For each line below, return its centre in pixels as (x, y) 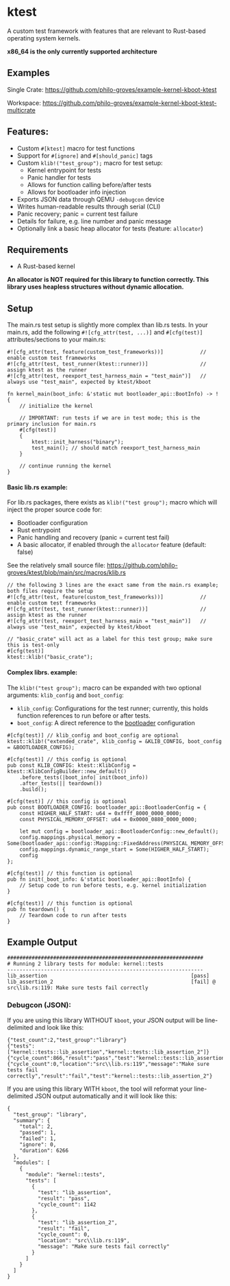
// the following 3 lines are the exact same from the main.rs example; (113, 585)
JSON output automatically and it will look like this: (106, 1096)
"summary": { (32, 1120)
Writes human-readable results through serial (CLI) (89, 206)
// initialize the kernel (56, 406)
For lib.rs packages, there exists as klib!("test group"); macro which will (112, 502)
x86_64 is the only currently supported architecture (82, 51)
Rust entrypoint (39, 530)
